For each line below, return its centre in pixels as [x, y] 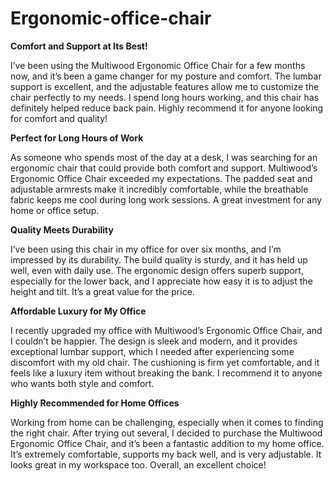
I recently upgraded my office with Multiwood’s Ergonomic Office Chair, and [166, 330]
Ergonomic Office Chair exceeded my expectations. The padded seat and [161, 178]
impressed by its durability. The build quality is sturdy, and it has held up [159, 259]
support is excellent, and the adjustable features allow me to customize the [165, 86]
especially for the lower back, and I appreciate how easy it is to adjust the [161, 281]
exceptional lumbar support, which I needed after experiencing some [152, 351]
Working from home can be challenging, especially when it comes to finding [167, 422]
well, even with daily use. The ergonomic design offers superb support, [157, 270]
